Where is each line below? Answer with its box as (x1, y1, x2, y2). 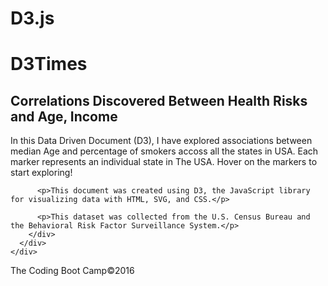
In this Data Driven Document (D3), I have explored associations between (10, 135, 313, 147)
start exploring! (10, 167, 73, 179)
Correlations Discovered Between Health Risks (10, 92, 308, 109)
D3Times (10, 53, 88, 76)
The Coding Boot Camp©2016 (10, 265, 135, 277)
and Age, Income (10, 108, 118, 125)
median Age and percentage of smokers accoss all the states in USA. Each (10, 145, 319, 157)
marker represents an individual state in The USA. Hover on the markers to (10, 156, 318, 168)
